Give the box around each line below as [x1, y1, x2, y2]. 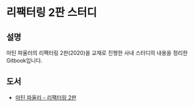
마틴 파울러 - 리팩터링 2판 [15, 94, 77, 101]
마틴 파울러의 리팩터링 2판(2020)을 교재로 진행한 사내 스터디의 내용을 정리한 [6, 50, 188, 56]
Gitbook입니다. [6, 57, 43, 64]
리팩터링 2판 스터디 [6, 6, 97, 20]
